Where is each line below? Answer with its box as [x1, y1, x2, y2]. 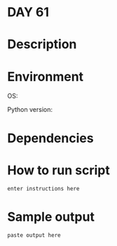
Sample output [7, 209, 95, 225]
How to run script [7, 162, 110, 178]
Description [7, 37, 77, 53]
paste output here [7, 232, 61, 239]
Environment [7, 68, 84, 84]
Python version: [7, 105, 53, 114]
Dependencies [7, 130, 94, 146]
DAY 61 [7, 4, 50, 20]
